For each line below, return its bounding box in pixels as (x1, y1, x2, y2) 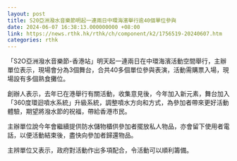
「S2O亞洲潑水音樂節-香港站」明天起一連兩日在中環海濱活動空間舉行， (7, 57, 214, 66)
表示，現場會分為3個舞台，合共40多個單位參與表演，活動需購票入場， (19, 66, 224, 74)
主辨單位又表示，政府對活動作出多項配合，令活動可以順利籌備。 (7, 146, 193, 155)
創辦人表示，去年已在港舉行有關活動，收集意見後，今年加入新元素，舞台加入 (7, 90, 230, 98)
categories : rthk (7, 37, 59, 44)
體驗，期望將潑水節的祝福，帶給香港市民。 (7, 107, 131, 116)
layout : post (7, 10, 46, 18)
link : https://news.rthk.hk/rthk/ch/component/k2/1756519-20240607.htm (7, 30, 222, 37)
